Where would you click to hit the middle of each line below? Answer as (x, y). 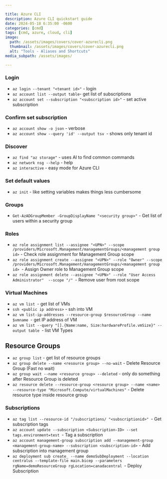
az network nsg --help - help (43, 163)
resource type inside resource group (50, 395)
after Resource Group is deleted (45, 379)
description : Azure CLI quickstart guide (49, 19)
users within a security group (42, 221)
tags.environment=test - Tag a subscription (58, 435)
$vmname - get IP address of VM (45, 319)
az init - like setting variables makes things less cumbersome (77, 192)
